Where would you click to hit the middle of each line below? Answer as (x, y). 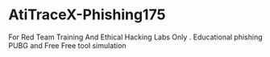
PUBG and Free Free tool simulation (67, 45)
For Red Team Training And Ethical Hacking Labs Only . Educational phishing (136, 37)
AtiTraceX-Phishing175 (87, 15)
